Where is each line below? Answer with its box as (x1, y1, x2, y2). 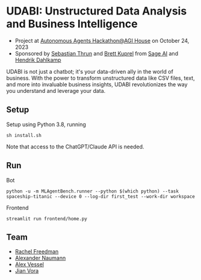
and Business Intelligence (6, 17, 138, 31)
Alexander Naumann (14, 255, 66, 262)
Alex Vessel (14, 261, 44, 268)
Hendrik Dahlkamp (14, 56, 61, 63)
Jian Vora (14, 267, 39, 275)
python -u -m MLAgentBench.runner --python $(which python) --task (6, 188, 179, 194)
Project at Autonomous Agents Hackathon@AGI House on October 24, (14, 37, 190, 44)
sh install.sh (6, 132, 42, 138)
